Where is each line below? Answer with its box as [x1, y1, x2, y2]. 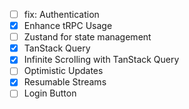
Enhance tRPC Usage [23, 20, 113, 32]
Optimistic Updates [23, 65, 104, 77]
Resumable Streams [23, 76, 107, 88]
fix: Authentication [23, 9, 100, 20]
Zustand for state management [23, 31, 152, 43]
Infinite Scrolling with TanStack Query [23, 54, 180, 66]
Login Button [23, 87, 77, 99]
